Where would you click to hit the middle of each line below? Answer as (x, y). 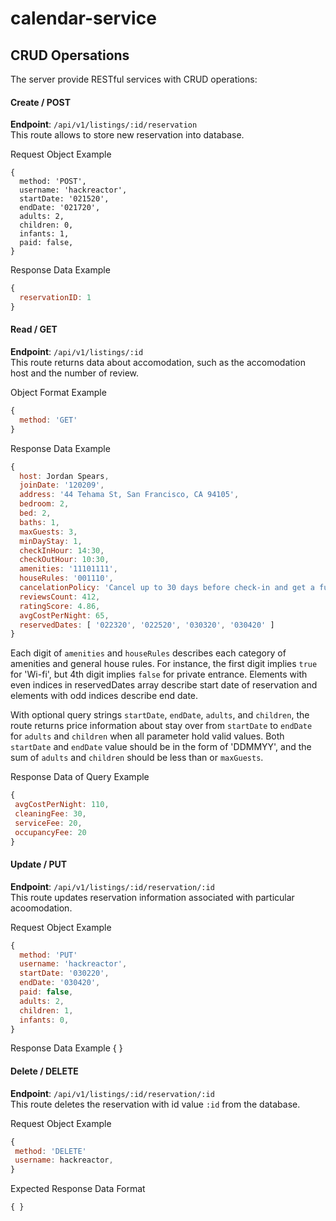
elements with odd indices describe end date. (104, 696)
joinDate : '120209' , (62, 485)
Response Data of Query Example (80, 777)
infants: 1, (44, 234)
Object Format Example (58, 393)
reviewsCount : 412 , (60, 597)
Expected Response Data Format (78, 1189)
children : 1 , (46, 1010)
